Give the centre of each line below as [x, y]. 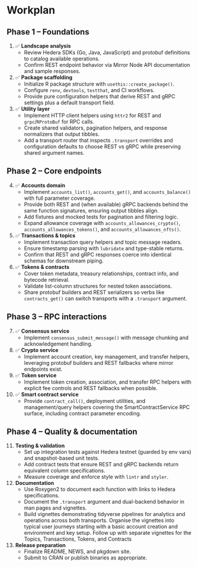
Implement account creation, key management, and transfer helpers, [107, 356]
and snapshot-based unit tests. [62, 458]
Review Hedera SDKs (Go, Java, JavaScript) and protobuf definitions [107, 52]
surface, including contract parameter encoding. [82, 413]
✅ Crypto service [37, 350]
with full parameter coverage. [60, 198]
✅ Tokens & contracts [42, 267]
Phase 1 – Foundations [48, 32]
